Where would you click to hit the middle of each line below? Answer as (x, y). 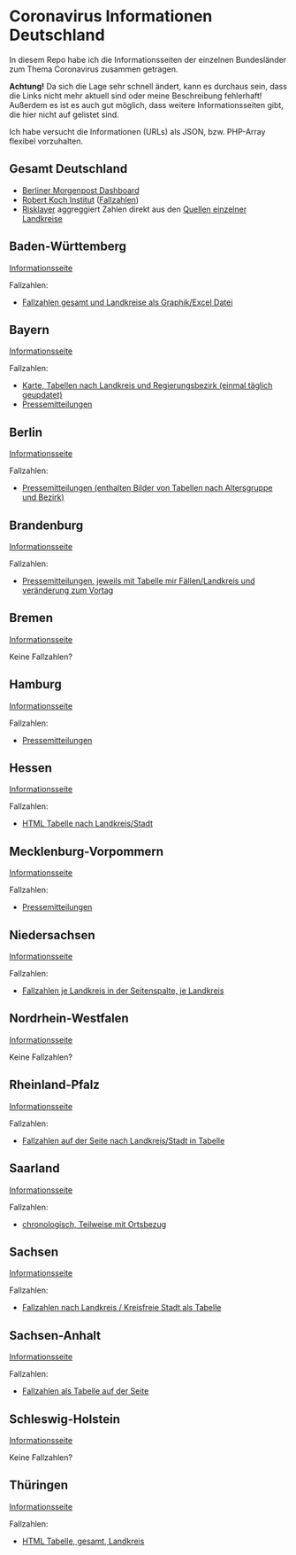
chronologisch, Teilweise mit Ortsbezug (94, 1224)
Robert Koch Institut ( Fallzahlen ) (80, 199)
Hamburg (35, 684)
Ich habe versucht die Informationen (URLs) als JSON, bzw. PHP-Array (137, 131)
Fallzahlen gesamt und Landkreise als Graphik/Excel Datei (127, 302)
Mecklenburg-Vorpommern (87, 851)
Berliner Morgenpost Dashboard (80, 190)
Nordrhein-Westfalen (69, 1019)
